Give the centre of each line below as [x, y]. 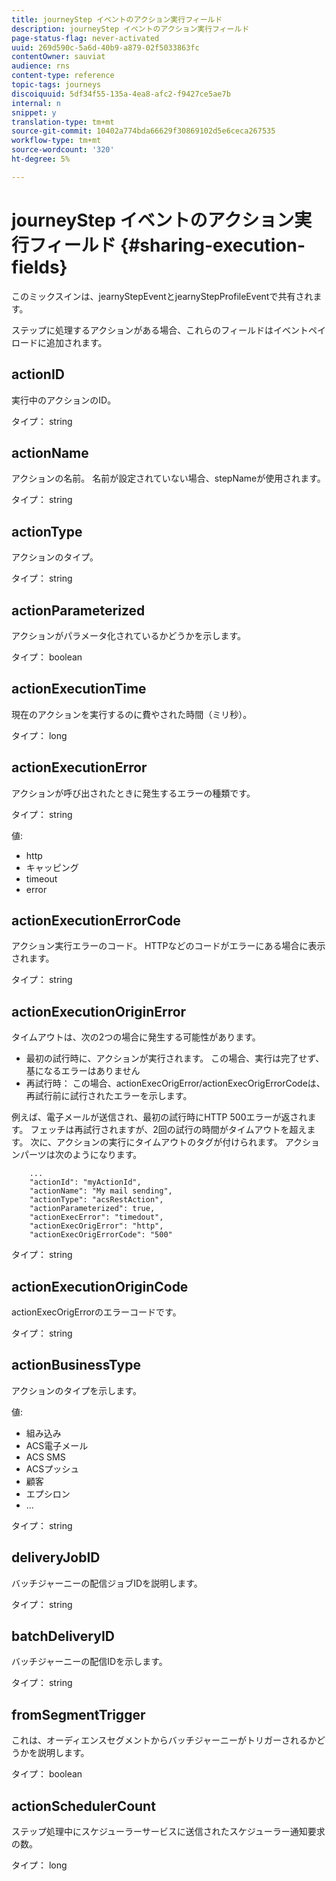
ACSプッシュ [52, 1468]
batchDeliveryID [63, 1636]
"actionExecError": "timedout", [96, 1217]
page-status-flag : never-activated [85, 38]
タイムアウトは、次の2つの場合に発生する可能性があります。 [136, 1037]
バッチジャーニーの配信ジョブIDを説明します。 [107, 1583]
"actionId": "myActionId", [85, 1182]
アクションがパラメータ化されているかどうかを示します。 [129, 635]
